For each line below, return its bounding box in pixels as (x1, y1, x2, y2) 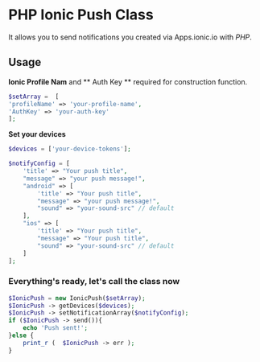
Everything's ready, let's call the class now (8, 276, 180, 287)
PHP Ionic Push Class (8, 6, 155, 24)
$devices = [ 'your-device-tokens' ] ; (8, 145, 131, 154)
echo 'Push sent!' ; (23, 324, 89, 332)
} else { (8, 331, 35, 339)
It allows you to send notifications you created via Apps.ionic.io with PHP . (8, 32, 252, 42)
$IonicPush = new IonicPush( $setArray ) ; (8, 294, 147, 302)
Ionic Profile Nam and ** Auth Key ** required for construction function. (8, 76, 248, 86)
